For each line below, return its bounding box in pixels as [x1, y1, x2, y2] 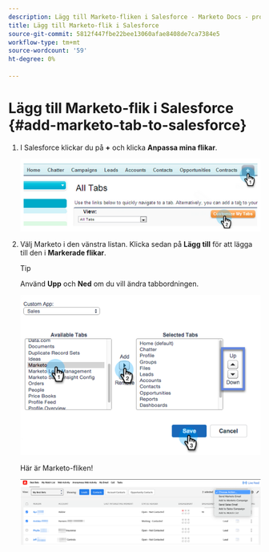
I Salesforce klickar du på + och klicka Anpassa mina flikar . [19, 143, 218, 152]
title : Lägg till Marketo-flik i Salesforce [8, 21, 159, 30]
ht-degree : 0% [8, 55, 56, 63]
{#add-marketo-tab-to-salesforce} [8, 116, 247, 135]
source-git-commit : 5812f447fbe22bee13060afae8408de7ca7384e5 [8, 30, 220, 38]
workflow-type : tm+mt [8, 38, 81, 46]
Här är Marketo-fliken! [19, 463, 94, 473]
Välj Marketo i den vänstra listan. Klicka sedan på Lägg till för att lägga [19, 239, 253, 248]
